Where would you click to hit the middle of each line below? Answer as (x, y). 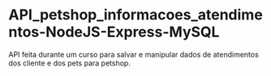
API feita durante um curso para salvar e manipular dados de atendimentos (134, 54)
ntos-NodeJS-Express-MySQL (114, 32)
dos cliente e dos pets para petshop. (70, 63)
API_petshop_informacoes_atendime (136, 15)
